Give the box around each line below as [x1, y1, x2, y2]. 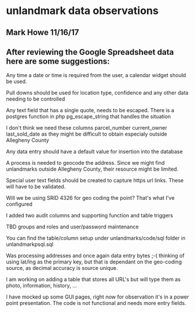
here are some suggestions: [6, 56, 110, 66]
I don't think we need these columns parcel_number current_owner [6, 124, 168, 131]
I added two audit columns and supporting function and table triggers [6, 212, 173, 219]
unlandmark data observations [6, 4, 159, 18]
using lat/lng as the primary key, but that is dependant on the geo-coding [6, 258, 182, 265]
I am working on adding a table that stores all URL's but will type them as [6, 276, 181, 283]
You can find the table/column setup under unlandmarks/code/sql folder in [6, 235, 186, 242]
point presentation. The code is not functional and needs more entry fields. [6, 300, 187, 307]
